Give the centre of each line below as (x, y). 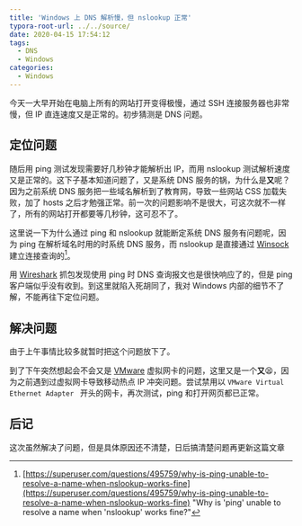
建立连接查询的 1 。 (42, 254)
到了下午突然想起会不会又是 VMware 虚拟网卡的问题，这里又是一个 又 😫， (145, 370)
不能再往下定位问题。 (64, 297)
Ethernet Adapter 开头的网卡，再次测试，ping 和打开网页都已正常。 (137, 393)
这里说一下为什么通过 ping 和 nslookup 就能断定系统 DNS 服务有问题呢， (144, 232)
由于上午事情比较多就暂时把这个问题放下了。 (92, 352)
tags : (19, 43)
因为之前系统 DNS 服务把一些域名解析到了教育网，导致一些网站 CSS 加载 (144, 191)
